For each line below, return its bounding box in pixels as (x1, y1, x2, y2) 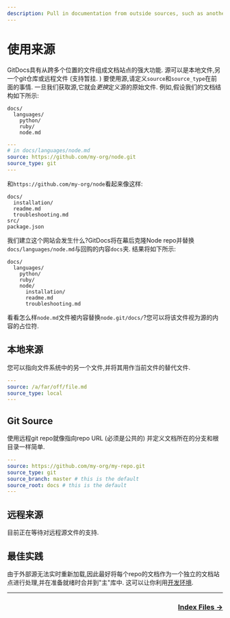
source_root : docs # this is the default (7, 482, 127, 489)
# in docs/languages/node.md (7, 147, 90, 154)
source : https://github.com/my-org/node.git (7, 153, 136, 161)
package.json (7, 223, 44, 230)
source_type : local (7, 390, 63, 397)
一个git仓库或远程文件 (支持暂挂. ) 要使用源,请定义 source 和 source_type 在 (7, 74, 212, 82)
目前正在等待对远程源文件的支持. (7, 528, 99, 536)
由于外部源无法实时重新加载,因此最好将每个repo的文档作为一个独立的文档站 (7, 569, 220, 578)
